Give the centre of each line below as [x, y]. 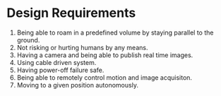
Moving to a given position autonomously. [78, 85]
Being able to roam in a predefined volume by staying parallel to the [115, 32]
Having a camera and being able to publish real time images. [105, 55]
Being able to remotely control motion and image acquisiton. [104, 77]
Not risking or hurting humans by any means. [82, 47]
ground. [28, 40]
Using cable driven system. [56, 62]
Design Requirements [71, 13]
